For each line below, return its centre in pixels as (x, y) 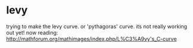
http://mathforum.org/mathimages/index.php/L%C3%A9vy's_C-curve (91, 39)
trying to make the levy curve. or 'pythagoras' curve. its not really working (97, 26)
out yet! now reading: (32, 32)
